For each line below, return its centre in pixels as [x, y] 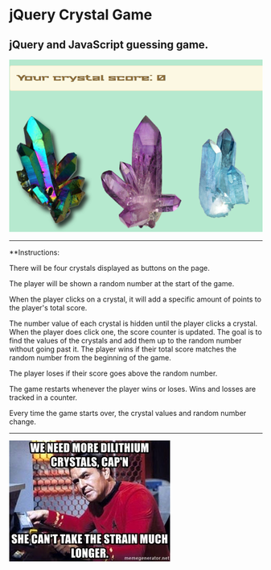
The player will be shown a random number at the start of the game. [122, 283]
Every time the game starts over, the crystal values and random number [128, 413]
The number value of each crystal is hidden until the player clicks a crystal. [133, 323]
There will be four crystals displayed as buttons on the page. [109, 268]
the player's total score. [48, 307]
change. [23, 422]
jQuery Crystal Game [81, 15]
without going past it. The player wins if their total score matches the [123, 349]
